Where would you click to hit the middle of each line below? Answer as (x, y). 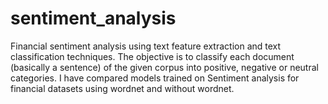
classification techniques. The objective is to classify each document (152, 56)
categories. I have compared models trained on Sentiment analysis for (155, 78)
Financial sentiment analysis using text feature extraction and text (146, 46)
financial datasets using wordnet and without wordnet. (122, 88)
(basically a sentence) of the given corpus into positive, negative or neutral (164, 67)
